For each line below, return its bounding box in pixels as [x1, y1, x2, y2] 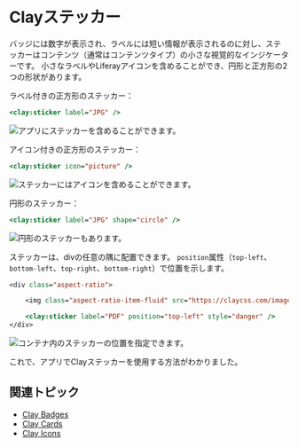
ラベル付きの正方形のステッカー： [9, 90, 134, 101]
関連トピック [9, 385, 80, 400]
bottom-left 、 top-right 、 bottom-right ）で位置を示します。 [9, 263, 229, 273]
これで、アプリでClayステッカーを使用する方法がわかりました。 [9, 357, 243, 367]
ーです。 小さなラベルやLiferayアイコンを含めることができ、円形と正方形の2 [9, 60, 288, 71]
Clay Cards [21, 418, 63, 429]
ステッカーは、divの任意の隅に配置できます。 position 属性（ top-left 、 [9, 251, 272, 262]
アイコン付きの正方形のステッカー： [9, 144, 142, 154]
